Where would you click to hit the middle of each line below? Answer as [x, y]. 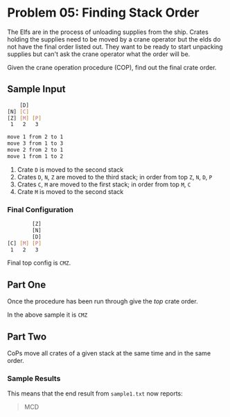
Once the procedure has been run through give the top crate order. [103, 301]
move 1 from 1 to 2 [35, 156]
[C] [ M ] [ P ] [24, 243]
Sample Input [36, 89]
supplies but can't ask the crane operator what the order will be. [99, 54]
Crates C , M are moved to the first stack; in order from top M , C [104, 184]
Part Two [27, 336]
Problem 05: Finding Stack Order [103, 13]
